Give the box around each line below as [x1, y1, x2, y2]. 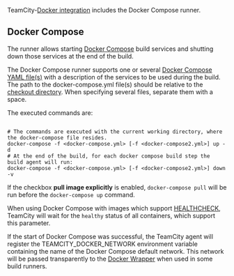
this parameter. [7, 219, 51, 227]
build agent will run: [7, 158, 73, 166]
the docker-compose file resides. [7, 134, 108, 141]
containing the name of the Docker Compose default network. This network [7, 247, 224, 255]
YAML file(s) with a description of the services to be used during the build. [7, 72, 221, 81]
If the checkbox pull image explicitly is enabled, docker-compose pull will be [7, 183, 227, 191]
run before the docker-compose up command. [7, 190, 136, 199]
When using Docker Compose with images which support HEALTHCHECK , [7, 204, 221, 212]
